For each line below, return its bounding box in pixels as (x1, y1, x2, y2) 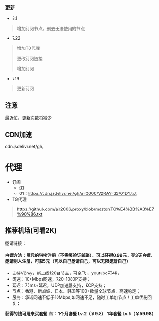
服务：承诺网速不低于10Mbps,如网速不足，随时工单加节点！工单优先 (12, 294, 148, 300)
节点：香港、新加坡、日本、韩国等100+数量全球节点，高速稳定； (12, 288, 141, 294)
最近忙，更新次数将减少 (5, 115, 52, 121)
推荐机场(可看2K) (5, 226, 57, 235)
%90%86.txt (16, 211, 43, 217)
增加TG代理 (16, 45, 40, 51)
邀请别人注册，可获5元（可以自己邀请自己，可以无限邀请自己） (5, 258, 130, 264)
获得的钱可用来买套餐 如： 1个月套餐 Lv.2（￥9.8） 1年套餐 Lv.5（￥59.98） (5, 310, 156, 316)
